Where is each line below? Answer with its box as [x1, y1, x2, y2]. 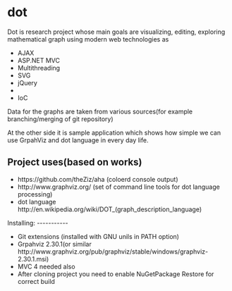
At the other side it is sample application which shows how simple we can [7, 128, 221, 137]
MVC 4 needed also [17, 262, 75, 271]
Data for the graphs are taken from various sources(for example [7, 107, 193, 116]
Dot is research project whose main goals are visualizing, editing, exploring [7, 27, 226, 36]
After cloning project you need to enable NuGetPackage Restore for [17, 269, 214, 278]
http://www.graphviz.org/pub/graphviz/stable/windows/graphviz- [17, 247, 209, 256]
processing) [17, 190, 53, 198]
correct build [17, 277, 55, 285]
